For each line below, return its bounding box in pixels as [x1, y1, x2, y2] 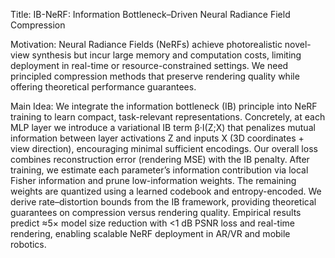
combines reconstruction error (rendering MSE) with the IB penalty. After [10, 154, 310, 165]
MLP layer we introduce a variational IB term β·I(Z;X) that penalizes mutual [10, 122, 316, 133]
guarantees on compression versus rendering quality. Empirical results [10, 207, 302, 218]
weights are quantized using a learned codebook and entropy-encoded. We [10, 185, 322, 197]
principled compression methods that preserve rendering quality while [10, 70, 300, 82]
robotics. [10, 239, 47, 250]
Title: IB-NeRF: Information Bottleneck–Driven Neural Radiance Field [10, 9, 291, 20]
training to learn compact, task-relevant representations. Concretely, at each [10, 111, 326, 123]
